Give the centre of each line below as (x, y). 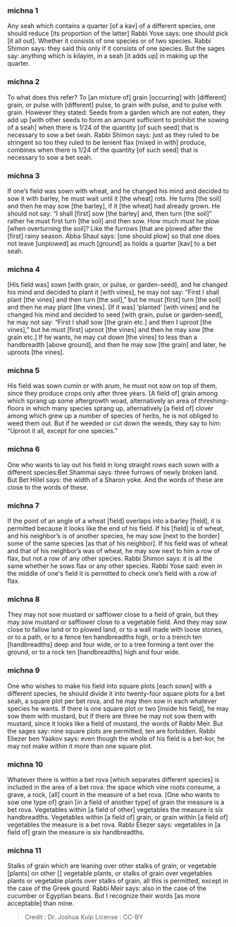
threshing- (213, 401)
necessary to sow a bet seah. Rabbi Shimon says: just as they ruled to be (113, 135)
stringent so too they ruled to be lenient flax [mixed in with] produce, (107, 142)
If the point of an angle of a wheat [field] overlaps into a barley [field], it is (114, 521)
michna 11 (24, 850)
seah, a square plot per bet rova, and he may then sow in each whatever (112, 701)
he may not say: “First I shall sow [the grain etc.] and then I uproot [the (110, 322)
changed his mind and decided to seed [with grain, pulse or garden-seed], (115, 315)
